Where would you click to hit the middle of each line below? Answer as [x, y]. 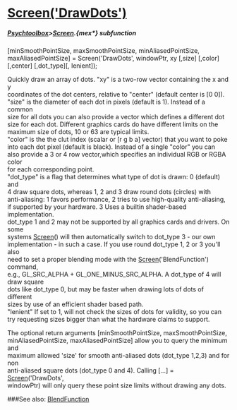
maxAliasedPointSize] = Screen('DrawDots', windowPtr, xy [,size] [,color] [114, 59]
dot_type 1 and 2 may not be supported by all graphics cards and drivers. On [119, 222]
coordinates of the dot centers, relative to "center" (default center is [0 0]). [116, 95]
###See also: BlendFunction [48, 399]
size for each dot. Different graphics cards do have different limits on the [113, 124]
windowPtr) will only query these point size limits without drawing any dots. [117, 385]
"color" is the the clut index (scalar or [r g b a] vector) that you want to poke [117, 140]
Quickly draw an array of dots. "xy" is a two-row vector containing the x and [118, 80]
